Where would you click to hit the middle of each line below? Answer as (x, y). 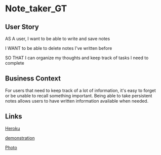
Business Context (33, 79)
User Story (22, 27)
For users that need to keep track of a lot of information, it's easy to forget (80, 90)
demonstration (20, 138)
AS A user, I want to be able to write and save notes (58, 39)
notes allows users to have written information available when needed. (77, 101)
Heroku (13, 128)
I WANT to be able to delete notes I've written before (59, 48)
